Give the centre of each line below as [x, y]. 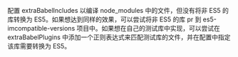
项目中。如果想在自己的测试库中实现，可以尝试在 [149, 28]
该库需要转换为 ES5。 [39, 46]
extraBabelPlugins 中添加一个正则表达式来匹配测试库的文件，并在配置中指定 [119, 37]
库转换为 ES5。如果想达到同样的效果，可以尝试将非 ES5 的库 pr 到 [104, 19]
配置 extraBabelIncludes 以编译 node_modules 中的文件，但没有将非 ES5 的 [118, 10]
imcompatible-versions [41, 28]
